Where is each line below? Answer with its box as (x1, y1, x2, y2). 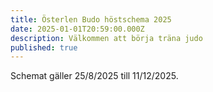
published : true (10, 42, 78, 53)
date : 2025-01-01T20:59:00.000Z (10, 24, 145, 34)
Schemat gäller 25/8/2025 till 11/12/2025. (10, 70, 179, 82)
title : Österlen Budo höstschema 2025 (10, 14, 172, 25)
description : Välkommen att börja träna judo (10, 33, 203, 43)
